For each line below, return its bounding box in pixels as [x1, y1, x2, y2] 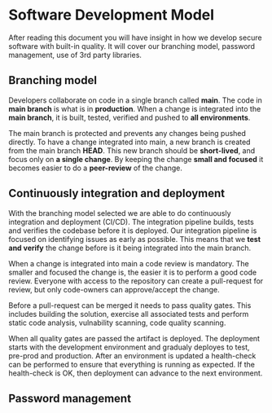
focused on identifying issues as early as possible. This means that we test [8, 234, 261, 244]
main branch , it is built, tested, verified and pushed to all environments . [8, 112, 251, 122]
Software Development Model [8, 6, 214, 24]
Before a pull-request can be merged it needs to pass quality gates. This [8, 300, 252, 310]
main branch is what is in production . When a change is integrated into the [8, 103, 261, 113]
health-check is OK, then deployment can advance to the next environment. [8, 368, 263, 378]
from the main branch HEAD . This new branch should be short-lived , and [8, 145, 256, 156]
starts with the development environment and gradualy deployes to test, [8, 342, 250, 352]
